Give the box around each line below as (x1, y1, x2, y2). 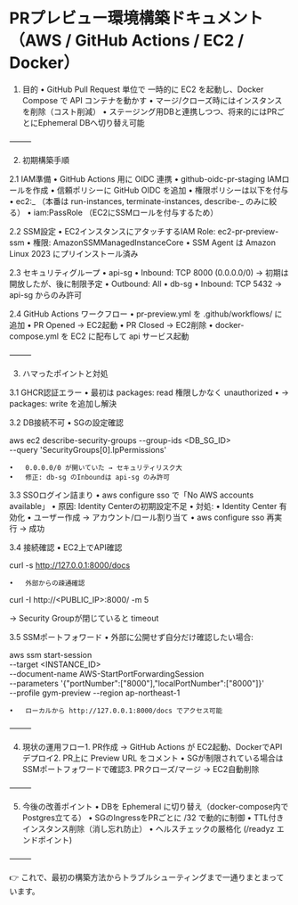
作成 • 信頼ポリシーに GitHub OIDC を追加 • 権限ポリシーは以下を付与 (32, 185, 289, 195)
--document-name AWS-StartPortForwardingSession (9, 668, 205, 679)
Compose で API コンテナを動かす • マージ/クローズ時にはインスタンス (21, 95, 283, 105)
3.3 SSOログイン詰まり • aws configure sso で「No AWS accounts (9, 490, 254, 500)
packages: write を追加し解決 (9, 398, 117, 408)
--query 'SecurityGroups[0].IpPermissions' (9, 444, 167, 455)
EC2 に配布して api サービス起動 (70, 331, 189, 341)
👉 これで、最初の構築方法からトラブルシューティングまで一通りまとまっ (9, 871, 277, 883)
